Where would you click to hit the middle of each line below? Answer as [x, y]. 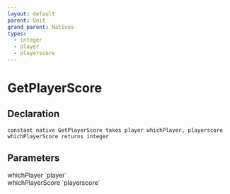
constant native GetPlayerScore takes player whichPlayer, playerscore [115, 130]
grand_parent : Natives [41, 27]
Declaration [34, 114]
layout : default [31, 14]
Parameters [34, 158]
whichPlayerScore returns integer [58, 136]
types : [17, 34]
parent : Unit [27, 20]
